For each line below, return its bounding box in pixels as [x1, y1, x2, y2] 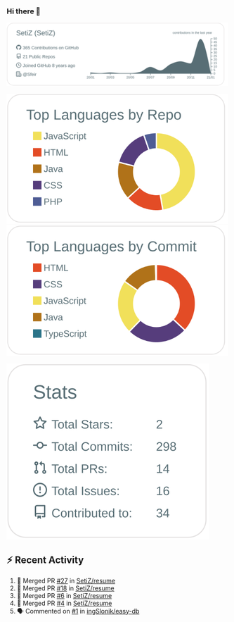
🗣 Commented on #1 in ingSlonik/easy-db [16, 607, 140, 615]
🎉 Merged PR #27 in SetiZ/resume [16, 576, 116, 585]
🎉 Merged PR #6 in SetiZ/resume [16, 591, 112, 599]
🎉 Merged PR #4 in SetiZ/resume [16, 599, 112, 607]
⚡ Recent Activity [6, 554, 84, 566]
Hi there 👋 [6, 6, 41, 16]
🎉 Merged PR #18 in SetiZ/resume [16, 584, 115, 592]
